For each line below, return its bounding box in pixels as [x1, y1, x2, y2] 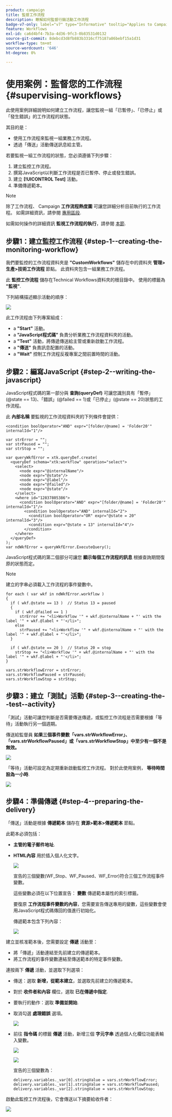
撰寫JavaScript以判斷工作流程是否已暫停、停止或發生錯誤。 [13, 170, 139, 176]
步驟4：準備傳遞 [6, 797, 58, 806]
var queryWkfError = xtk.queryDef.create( [6, 455, 97, 460]
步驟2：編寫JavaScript [6, 367, 79, 376]
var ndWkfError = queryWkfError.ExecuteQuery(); [6, 545, 111, 550]
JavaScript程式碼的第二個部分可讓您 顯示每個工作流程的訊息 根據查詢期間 [6, 554, 161, 561]
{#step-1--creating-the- [84, 237, 163, 245]
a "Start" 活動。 [13, 325, 48, 331]
